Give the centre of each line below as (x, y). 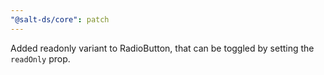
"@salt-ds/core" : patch (60, 19)
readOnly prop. (40, 58)
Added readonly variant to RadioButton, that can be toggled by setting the (162, 48)
